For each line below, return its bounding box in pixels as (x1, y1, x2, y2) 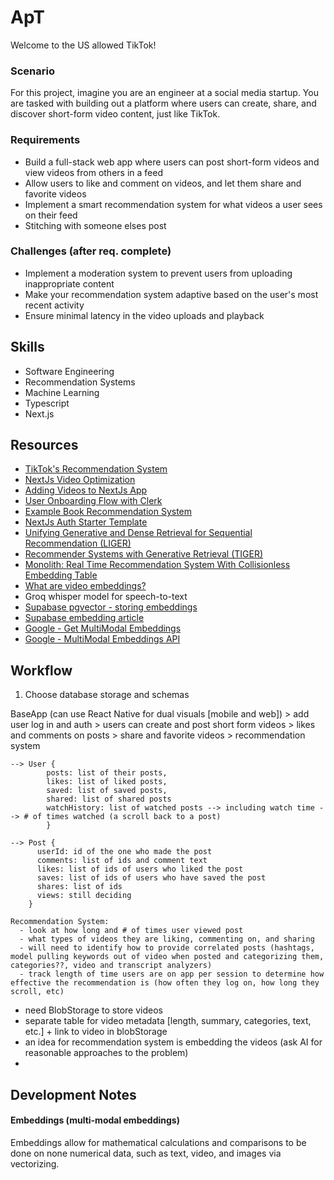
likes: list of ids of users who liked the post (36, 864, 244, 875)
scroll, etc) (10, 987, 65, 997)
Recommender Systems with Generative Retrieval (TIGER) (24, 548, 264, 560)
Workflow (10, 662, 73, 679)
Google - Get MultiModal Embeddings (24, 622, 182, 635)
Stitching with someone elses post (24, 219, 167, 231)
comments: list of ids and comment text (36, 856, 208, 866)
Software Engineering (24, 365, 115, 377)
